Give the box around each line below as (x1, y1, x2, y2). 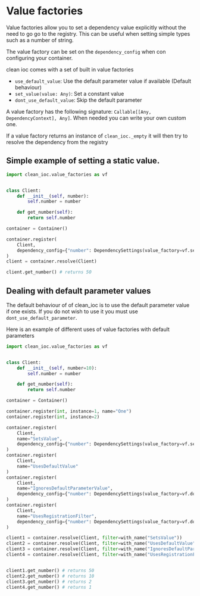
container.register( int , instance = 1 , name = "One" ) (6, 408, 132, 414)
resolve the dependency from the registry (6, 138, 108, 145)
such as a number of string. (6, 36, 74, 43)
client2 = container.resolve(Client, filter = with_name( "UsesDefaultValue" (6, 541, 196, 547)
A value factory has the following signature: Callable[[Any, (6, 108, 152, 115)
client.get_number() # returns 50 (6, 269, 92, 275)
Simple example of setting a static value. (6, 156, 160, 166)
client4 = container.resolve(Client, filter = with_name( (6, 552, 148, 558)
